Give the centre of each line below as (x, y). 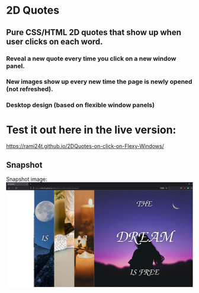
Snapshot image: (27, 179)
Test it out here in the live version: (91, 130)
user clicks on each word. (54, 41)
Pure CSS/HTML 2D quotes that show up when (94, 32)
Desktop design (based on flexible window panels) (81, 105)
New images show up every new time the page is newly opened (99, 82)
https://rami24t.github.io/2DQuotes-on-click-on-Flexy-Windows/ (85, 146)
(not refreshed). (30, 89)
